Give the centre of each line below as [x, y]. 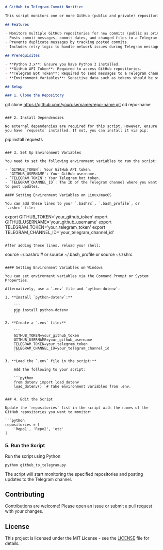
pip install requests [24, 140]
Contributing [25, 494]
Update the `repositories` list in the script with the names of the [77, 408]
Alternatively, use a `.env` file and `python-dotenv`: [63, 289]
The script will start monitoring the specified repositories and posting [74, 474]
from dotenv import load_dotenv [46, 383]
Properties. [17, 281]
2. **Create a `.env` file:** [36, 323]
